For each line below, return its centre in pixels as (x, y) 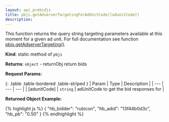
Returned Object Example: (33, 99)
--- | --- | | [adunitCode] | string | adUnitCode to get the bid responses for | (85, 89)
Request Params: (24, 74)
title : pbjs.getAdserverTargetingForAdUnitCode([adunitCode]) (72, 15)
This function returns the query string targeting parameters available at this (84, 34)
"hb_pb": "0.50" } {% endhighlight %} (45, 114)
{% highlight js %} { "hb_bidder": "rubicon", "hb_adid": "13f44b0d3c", (78, 109)
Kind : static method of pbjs (34, 54)
